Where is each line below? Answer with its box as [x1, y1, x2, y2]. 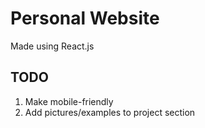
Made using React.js [10, 40, 95, 52]
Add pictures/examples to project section [24, 106, 196, 118]
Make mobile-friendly [24, 95, 114, 107]
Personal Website [10, 7, 160, 30]
